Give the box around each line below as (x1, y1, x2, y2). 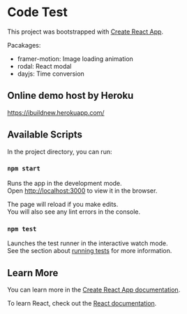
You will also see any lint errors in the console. (7, 207, 141, 216)
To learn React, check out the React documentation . (7, 299, 157, 307)
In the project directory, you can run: (7, 147, 112, 156)
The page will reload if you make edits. (7, 200, 119, 208)
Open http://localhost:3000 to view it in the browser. (7, 186, 158, 195)
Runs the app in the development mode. (7, 179, 122, 187)
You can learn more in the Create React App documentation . (7, 285, 181, 294)
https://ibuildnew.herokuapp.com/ (7, 108, 105, 116)
